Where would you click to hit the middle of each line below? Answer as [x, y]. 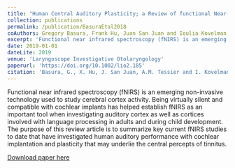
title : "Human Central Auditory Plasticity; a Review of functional [109, 14]
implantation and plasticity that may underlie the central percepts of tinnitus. [117, 144]
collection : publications [45, 20]
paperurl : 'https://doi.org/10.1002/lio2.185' [76, 66]
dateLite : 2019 [29, 53]
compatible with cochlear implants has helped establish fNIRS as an [105, 107]
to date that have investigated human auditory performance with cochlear [113, 136]
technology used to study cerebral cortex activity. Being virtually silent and [115, 99]
